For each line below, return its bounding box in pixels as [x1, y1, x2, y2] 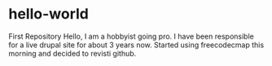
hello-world [8, 5, 90, 23]
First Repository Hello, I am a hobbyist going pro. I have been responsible [8, 31, 254, 41]
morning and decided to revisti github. [8, 48, 137, 58]
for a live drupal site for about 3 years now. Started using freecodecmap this [8, 39, 265, 49]
